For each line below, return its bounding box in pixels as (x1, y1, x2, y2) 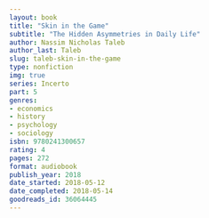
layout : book (9, 12, 58, 22)
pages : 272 (9, 153, 50, 163)
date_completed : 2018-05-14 (9, 187, 114, 196)
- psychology (9, 121, 58, 130)
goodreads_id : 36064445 (9, 195, 98, 205)
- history (9, 112, 46, 121)
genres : (9, 95, 38, 105)
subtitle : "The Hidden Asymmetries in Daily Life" (9, 29, 201, 38)
